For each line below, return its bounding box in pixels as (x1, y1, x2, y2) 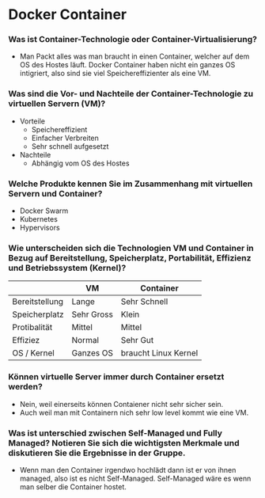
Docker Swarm (19, 206, 69, 215)
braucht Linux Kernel (120, 348, 199, 359)
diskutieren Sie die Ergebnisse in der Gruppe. (8, 447, 186, 458)
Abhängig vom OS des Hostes (31, 158, 130, 168)
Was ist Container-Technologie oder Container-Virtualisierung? (8, 34, 257, 45)
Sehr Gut (120, 335, 154, 346)
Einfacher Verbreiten (31, 133, 99, 143)
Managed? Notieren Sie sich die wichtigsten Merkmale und (8, 437, 240, 448)
